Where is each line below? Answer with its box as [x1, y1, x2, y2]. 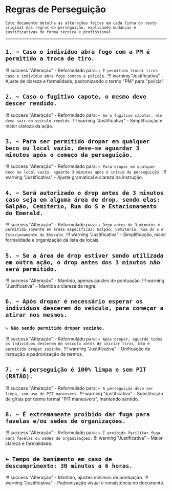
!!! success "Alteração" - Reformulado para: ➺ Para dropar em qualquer [5, 163, 156, 169]
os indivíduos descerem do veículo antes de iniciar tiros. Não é [5, 341, 150, 346]
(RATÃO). [5, 373, 33, 380]
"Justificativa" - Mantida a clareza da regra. [5, 283, 97, 289]
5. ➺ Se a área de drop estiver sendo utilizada [5, 252, 164, 259]
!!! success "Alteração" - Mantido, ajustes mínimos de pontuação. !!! [5, 475, 148, 481]
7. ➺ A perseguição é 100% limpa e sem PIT [5, 366, 147, 373]
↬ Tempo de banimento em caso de [5, 455, 113, 463]
